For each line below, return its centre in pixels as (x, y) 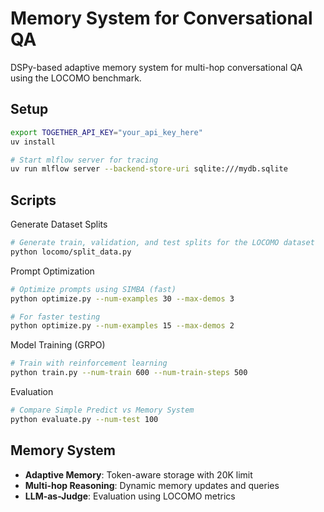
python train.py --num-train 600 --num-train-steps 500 (129, 373)
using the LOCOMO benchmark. (76, 78)
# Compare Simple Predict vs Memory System (102, 410)
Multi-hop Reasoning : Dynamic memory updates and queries (152, 485)
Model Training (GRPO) (58, 345)
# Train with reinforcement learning (89, 363)
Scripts (33, 200)
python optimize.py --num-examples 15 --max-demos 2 (122, 326)
